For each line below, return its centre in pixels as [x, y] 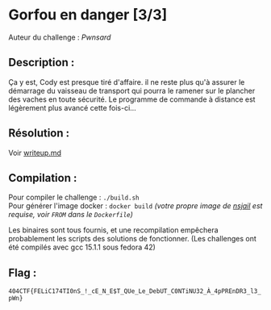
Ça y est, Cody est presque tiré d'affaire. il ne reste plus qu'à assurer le [127, 82]
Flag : [23, 272]
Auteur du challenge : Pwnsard [60, 37]
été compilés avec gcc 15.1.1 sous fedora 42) [82, 247]
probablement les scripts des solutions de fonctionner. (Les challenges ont [132, 239]
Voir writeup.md [35, 153]
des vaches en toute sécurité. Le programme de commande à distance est [132, 99]
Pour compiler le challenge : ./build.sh [74, 197]
